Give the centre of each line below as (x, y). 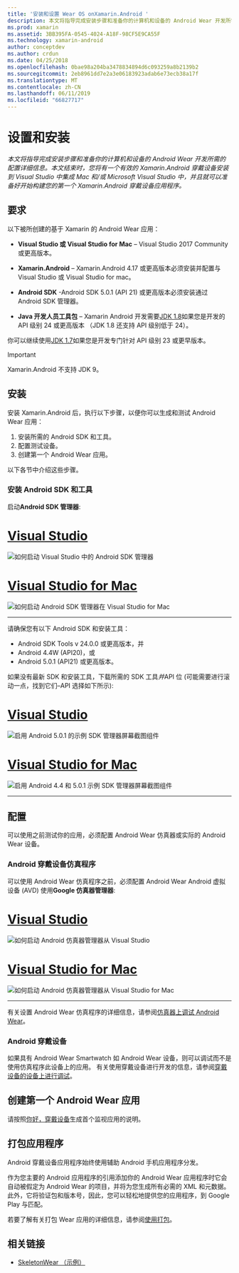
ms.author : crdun (33, 54)
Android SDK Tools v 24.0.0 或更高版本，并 (81, 644)
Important (22, 355)
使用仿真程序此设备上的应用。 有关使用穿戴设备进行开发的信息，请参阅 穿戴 (117, 1067)
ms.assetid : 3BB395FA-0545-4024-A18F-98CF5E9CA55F (84, 34)
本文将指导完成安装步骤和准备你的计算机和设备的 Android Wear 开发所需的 (117, 158)
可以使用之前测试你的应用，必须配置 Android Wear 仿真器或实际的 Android (117, 835)
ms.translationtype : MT (43, 80)
